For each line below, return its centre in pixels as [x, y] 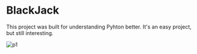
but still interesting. [30, 33]
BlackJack [33, 10]
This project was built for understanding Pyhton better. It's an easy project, [99, 27]
